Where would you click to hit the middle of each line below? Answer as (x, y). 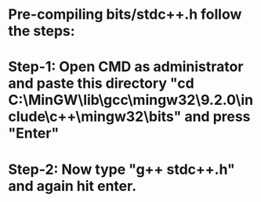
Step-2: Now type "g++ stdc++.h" (121, 169)
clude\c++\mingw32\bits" (95, 117)
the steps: (42, 31)
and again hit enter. (72, 186)
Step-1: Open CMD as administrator (126, 67)
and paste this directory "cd (101, 83)
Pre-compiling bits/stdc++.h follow (125, 14)
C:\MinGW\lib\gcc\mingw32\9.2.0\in (130, 100)
